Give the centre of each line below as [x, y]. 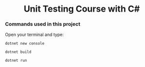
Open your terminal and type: [35, 34]
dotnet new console [25, 44]
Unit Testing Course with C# [82, 9]
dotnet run [16, 61]
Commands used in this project [43, 24]
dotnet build [18, 52]
